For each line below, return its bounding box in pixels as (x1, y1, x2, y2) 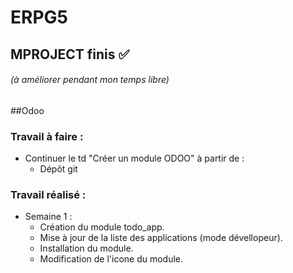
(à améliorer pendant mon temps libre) (10, 74, 170, 86)
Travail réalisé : (10, 188, 87, 201)
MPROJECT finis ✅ (10, 46, 130, 63)
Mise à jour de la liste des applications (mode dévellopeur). (39, 232, 283, 244)
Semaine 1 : (24, 211, 73, 223)
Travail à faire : (10, 129, 84, 143)
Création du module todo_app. (39, 221, 165, 233)
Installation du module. (39, 242, 134, 255)
